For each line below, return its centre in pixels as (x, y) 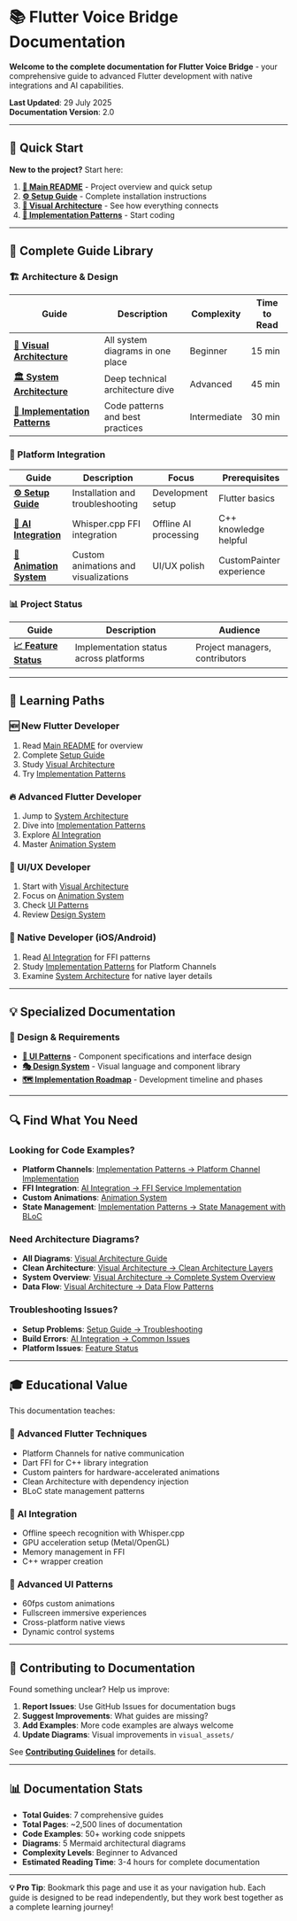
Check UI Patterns (55, 906)
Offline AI (172, 524)
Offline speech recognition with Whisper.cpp (103, 1533)
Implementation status (121, 647)
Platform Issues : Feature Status (80, 1348)
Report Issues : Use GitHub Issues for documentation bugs (129, 1707)
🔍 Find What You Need (74, 1120)
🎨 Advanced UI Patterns (61, 1584)
